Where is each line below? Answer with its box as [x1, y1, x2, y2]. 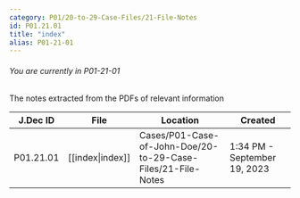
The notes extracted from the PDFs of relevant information [9, 93, 225, 103]
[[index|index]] [68, 152, 131, 164]
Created [240, 114, 276, 127]
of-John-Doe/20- [139, 140, 219, 153]
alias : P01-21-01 [9, 37, 74, 47]
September [229, 152, 277, 164]
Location [161, 114, 199, 127]
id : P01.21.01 [9, 21, 62, 30]
